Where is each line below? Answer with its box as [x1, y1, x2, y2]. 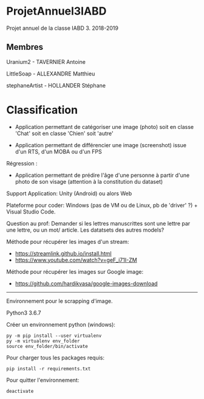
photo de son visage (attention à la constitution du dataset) [15, 178, 163, 185]
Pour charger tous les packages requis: [6, 354, 105, 361]
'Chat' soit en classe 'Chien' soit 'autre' [15, 130, 114, 137]
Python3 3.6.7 [6, 309, 41, 316]
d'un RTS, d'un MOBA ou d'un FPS [15, 148, 102, 155]
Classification [6, 103, 78, 117]
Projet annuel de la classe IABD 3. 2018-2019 [6, 24, 118, 32]
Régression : [6, 159, 38, 167]
